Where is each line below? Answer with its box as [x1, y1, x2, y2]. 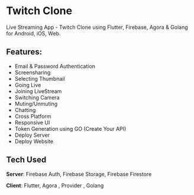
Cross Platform [14, 113, 51, 120]
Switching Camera [14, 94, 60, 101]
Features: [6, 47, 43, 57]
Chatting [14, 106, 36, 113]
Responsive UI [14, 119, 50, 126]
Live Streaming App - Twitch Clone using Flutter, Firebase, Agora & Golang [6, 24, 188, 31]
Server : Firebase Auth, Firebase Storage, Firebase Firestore [6, 170, 152, 177]
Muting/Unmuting [14, 100, 58, 107]
